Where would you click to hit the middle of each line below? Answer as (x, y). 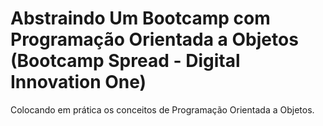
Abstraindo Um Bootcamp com (140, 18)
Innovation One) (78, 82)
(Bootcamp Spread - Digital (125, 61)
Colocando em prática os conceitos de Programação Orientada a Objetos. (162, 109)
